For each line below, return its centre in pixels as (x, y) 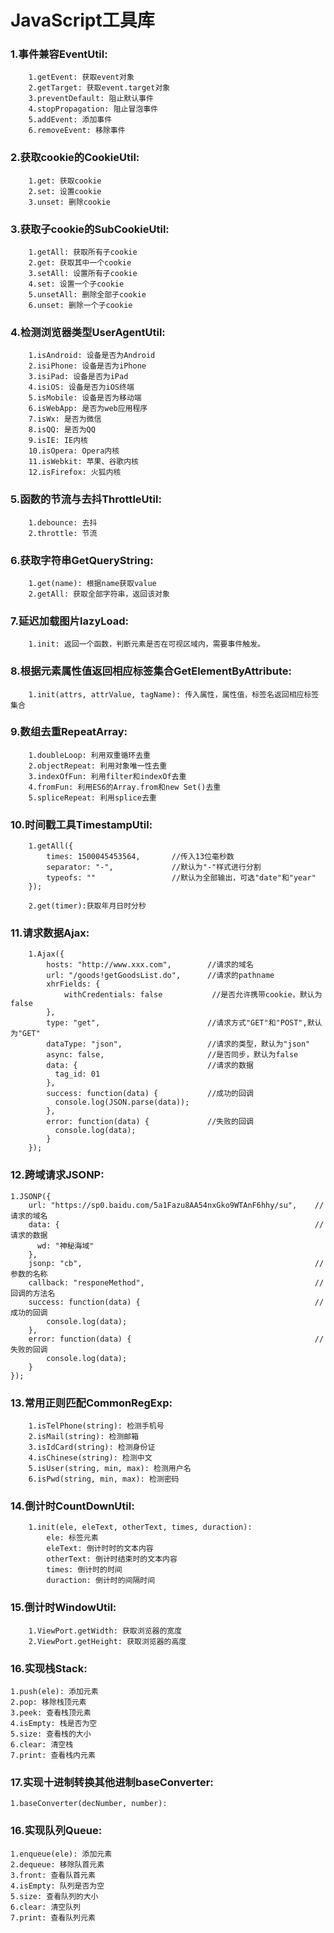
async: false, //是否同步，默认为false (172, 1055)
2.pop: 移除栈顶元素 (48, 1702)
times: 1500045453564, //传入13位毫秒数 (140, 857)
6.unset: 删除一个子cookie (80, 306)
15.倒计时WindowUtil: (63, 1608)
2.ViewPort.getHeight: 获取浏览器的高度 (107, 1641)
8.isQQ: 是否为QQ (62, 430)
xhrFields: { (73, 984)
